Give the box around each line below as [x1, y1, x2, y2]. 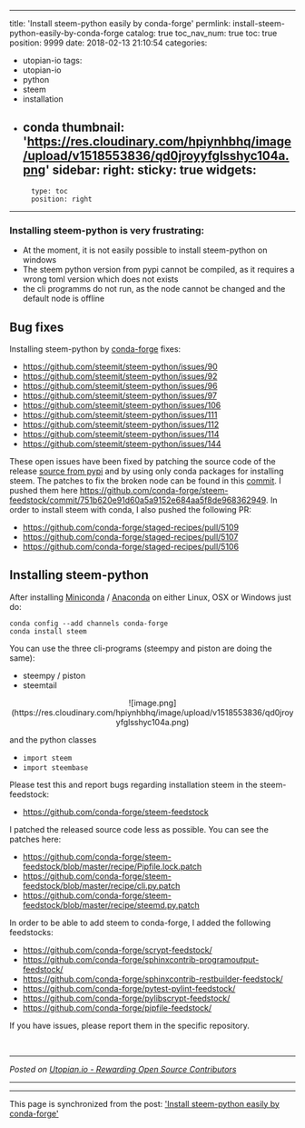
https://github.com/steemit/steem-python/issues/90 [22, 361, 218, 372]
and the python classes [9, 734, 97, 745]
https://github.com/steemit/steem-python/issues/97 [22, 390, 218, 401]
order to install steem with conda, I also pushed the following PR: [9, 504, 252, 514]
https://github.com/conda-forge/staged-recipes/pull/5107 [22, 531, 239, 542]
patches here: [9, 834, 62, 844]
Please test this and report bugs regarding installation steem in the [9, 779, 258, 790]
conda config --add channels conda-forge [9, 619, 169, 628]
